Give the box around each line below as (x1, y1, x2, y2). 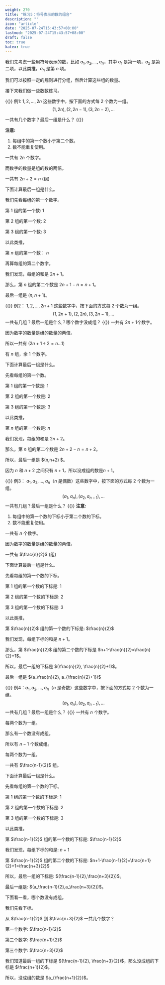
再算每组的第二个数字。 (5, 260, 53, 266)
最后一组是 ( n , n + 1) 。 (5, 292, 50, 298)
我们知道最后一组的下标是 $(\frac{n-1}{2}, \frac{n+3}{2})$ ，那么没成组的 (5, 958, 155, 964)
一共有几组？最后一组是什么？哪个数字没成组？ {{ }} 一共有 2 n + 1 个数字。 (5, 319, 155, 325)
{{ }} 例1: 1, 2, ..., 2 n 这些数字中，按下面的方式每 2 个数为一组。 (5, 98, 131, 105)
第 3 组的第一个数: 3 (5, 229, 46, 235)
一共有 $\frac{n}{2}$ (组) (5, 551, 57, 557)
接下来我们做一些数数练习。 (5, 88, 62, 94)
